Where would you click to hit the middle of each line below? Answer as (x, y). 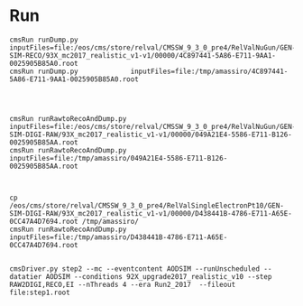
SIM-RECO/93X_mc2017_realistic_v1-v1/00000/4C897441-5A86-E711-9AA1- (143, 55)
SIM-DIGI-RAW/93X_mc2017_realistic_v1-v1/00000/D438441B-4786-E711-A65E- (151, 213)
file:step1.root (40, 292)
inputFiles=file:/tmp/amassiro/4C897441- (209, 71)
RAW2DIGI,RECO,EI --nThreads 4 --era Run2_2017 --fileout (123, 284)
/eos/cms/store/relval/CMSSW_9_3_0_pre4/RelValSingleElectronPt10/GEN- (147, 205)
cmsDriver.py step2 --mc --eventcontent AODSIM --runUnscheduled (134, 269)
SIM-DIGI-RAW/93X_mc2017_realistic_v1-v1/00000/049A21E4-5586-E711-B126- (151, 134)
